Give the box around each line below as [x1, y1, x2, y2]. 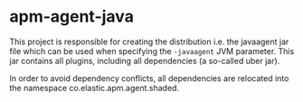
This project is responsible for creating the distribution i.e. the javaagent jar [9, 36, 289, 47]
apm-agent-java [9, 6, 134, 27]
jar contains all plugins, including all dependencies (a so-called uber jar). [9, 55, 280, 66]
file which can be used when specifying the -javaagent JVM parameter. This [9, 45, 295, 56]
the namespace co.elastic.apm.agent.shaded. [9, 82, 179, 93]
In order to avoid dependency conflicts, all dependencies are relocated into [9, 72, 289, 83]
